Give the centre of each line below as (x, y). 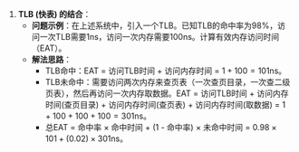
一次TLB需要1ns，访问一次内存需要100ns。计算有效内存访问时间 (159, 37)
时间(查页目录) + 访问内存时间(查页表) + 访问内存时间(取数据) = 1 (165, 104)
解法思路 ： (52, 59)
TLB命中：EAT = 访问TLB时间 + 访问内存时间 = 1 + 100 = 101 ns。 (166, 71)
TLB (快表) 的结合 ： (54, 14)
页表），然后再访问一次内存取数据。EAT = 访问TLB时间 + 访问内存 (167, 93)
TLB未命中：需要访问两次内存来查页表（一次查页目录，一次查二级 (168, 82)
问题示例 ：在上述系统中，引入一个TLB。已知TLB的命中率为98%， (154, 25)
